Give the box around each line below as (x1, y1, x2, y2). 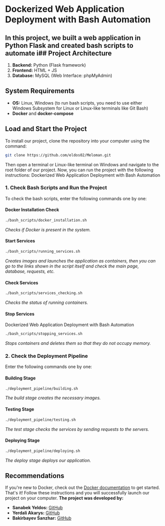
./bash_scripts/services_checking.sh (5, 291, 83, 296)
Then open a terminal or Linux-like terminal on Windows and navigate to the (5, 161, 159, 167)
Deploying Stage (5, 438, 40, 444)
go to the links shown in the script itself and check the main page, (5, 263, 139, 269)
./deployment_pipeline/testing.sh (5, 417, 76, 422)
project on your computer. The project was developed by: (5, 495, 124, 501)
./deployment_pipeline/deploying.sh (5, 448, 80, 453)
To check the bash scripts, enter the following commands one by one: (5, 195, 147, 201)
